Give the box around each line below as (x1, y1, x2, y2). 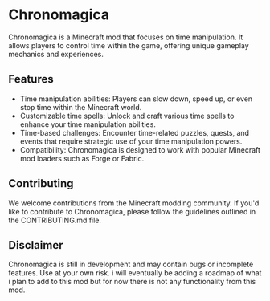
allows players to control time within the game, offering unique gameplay (8, 40, 249, 50)
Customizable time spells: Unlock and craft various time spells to (19, 111, 235, 120)
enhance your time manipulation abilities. (19, 119, 157, 129)
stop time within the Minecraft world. (19, 102, 142, 112)
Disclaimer (8, 238, 63, 252)
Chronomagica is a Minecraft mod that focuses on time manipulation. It (8, 32, 243, 42)
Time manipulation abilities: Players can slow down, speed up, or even (19, 94, 253, 104)
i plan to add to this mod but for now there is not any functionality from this (8, 277, 256, 287)
